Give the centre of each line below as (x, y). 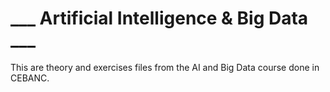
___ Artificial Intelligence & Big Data (159, 18)
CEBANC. (30, 78)
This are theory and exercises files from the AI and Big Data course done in (165, 67)
